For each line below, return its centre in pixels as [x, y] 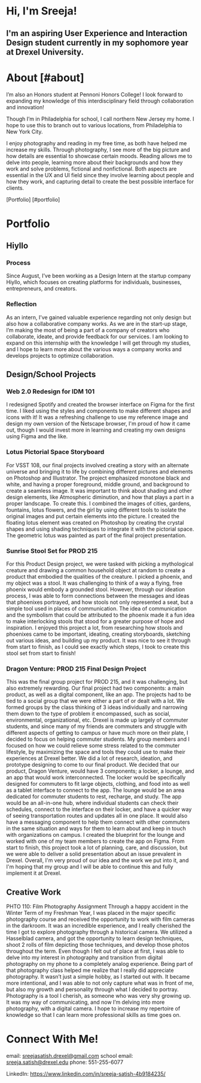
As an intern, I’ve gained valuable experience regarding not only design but [99, 317]
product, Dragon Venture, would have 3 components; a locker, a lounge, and [100, 771]
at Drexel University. [45, 52]
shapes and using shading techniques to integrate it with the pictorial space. [100, 529]
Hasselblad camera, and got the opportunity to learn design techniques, [95, 938]
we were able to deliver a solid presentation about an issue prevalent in [94, 854]
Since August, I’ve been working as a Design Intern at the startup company [99, 276]
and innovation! [25, 107]
